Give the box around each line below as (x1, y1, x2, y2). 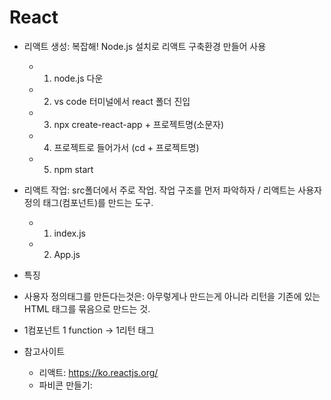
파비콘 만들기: (38, 379, 93, 391)
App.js (53, 248, 81, 260)
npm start (53, 163, 94, 175)
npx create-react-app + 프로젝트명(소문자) (53, 118, 225, 130)
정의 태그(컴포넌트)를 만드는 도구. (23, 196, 154, 208)
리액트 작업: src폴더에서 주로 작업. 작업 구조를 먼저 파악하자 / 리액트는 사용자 (23, 184, 322, 196)
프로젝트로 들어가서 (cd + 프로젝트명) (53, 141, 200, 153)
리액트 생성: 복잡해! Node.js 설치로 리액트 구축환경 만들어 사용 (23, 40, 267, 52)
